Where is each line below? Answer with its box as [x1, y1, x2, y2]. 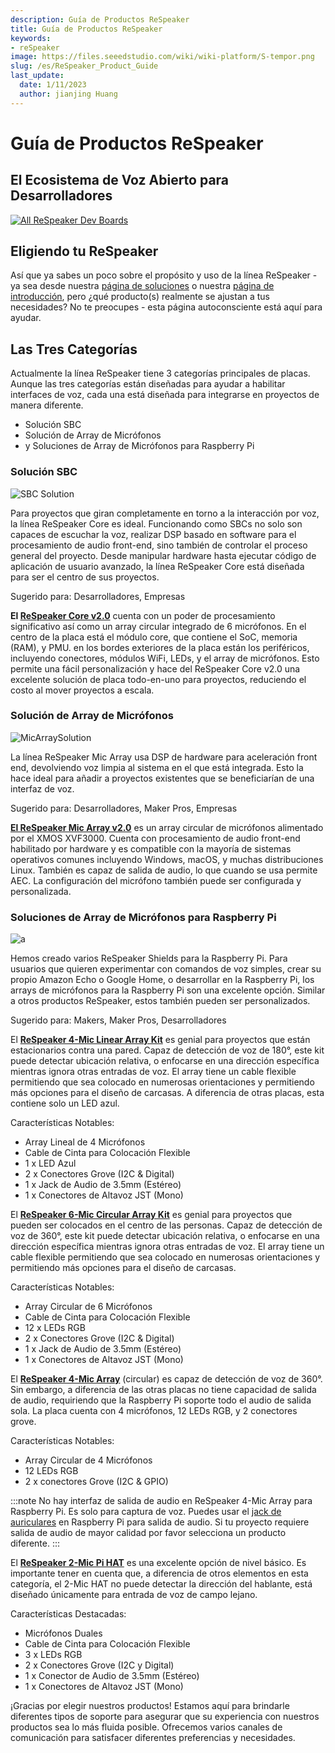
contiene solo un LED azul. [10, 1097, 120, 1110]
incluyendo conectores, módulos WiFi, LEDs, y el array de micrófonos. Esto [10, 652, 320, 664]
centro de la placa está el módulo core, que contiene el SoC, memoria [10, 631, 298, 643]
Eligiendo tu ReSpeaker [10, 243, 159, 260]
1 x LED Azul [24, 1157, 77, 1170]
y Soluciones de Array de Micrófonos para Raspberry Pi [24, 440, 255, 452]
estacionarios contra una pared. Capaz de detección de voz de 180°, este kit [10, 1044, 325, 1056]
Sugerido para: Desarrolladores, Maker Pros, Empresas [10, 802, 238, 814]
